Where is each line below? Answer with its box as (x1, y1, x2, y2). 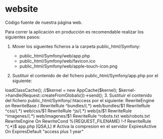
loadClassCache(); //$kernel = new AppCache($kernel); (5, 87, 118, 93)
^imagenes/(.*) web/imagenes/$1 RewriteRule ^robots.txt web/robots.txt (5, 113, 150, 119)
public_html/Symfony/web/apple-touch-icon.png (19, 63, 118, 69)
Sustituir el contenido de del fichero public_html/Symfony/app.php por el (12, 72, 159, 78)
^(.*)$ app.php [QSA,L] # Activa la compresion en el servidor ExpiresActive (5, 123, 157, 129)
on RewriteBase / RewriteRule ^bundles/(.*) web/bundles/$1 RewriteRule (5, 103, 150, 108)
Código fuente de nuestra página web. (5, 19, 82, 25)
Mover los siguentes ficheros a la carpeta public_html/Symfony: (12, 43, 141, 49)
